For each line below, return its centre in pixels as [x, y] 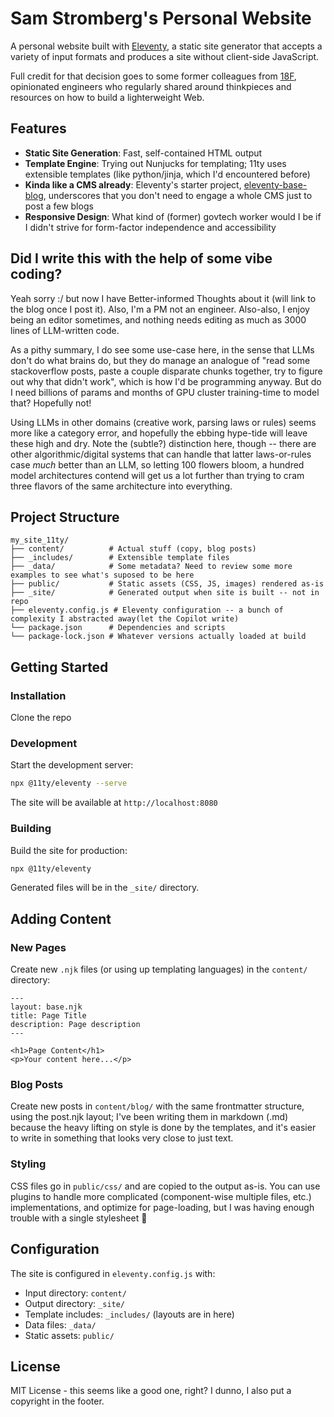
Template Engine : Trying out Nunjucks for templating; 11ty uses [155, 163]
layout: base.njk [46, 1007]
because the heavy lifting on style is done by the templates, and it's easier [163, 1128]
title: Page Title [48, 1016]
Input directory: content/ [75, 1293]
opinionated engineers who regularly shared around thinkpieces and [151, 86]
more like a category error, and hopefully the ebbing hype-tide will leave [159, 433]
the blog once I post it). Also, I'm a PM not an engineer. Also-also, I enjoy [160, 309]
